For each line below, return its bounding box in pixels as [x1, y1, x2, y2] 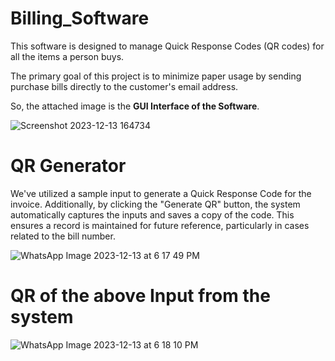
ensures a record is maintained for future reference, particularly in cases [10, 219, 310, 231]
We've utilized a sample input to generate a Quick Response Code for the [10, 187, 312, 199]
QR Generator [10, 155, 127, 177]
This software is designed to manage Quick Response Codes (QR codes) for [10, 40, 325, 52]
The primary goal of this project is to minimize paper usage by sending [10, 70, 302, 82]
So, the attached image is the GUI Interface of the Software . [10, 100, 260, 112]
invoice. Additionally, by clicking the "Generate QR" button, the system [10, 198, 301, 210]
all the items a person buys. [10, 50, 125, 62]
